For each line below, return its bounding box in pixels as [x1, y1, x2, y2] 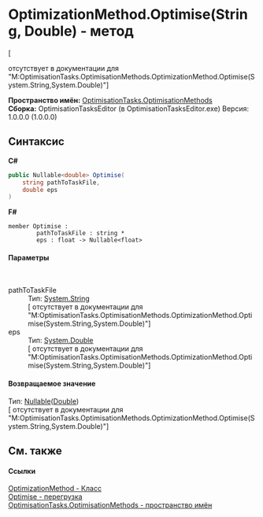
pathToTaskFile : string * [36, 230, 125, 238]
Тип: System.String [28, 294, 91, 304]
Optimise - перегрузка [8, 492, 83, 501]
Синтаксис [8, 135, 65, 149]
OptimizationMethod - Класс [8, 484, 102, 493]
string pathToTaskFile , [22, 179, 101, 186]
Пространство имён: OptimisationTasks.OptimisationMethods [8, 95, 213, 105]
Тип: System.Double [28, 336, 94, 345]
